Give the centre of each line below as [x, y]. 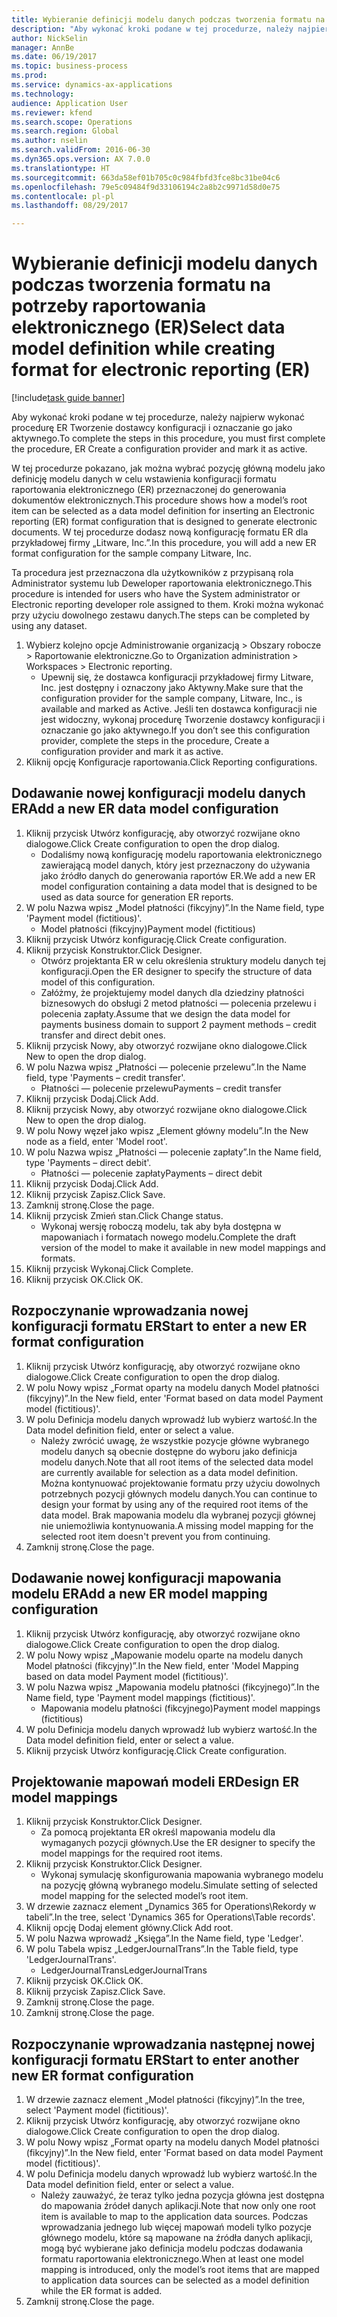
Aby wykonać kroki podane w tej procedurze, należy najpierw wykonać [158, 417]
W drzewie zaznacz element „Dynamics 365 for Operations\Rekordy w [171, 1907]
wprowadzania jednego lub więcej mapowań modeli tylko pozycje [176, 2227]
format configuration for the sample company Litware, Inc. [131, 553]
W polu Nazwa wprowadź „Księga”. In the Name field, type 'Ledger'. [164, 1938]
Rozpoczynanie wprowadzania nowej [130, 1311]
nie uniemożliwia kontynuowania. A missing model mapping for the [177, 1525]
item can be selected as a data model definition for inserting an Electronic [163, 511]
